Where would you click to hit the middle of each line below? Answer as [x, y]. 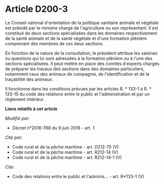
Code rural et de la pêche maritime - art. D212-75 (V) [65, 147]
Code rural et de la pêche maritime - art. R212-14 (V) [65, 152]
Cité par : [14, 137]
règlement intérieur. [25, 99]
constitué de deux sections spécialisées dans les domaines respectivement [81, 33]
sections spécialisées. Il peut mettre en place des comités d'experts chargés [82, 63]
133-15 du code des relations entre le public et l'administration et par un [78, 94]
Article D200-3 [36, 9]
